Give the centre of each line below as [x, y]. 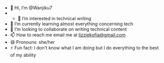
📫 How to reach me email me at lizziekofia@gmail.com [68, 35]
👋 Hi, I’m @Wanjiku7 [31, 8]
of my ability [23, 55]
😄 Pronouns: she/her [32, 42]
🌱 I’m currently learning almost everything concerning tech [72, 24]
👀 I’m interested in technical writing [54, 18]
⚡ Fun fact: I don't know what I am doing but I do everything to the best [84, 48]
